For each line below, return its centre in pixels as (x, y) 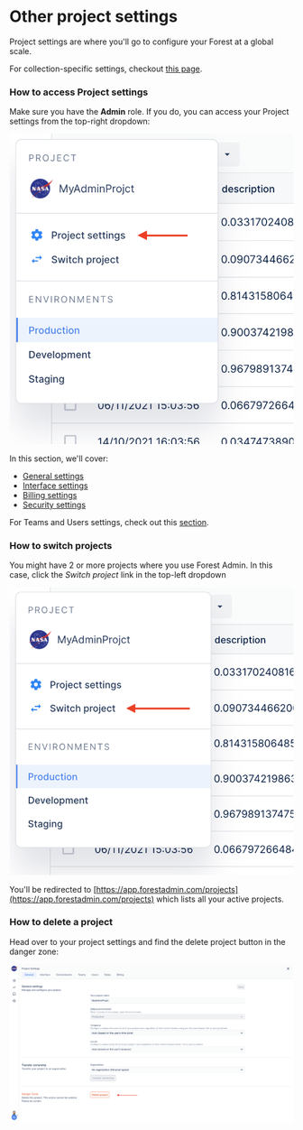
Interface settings (55, 486)
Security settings (54, 505)
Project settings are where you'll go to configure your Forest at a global (142, 42)
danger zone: (34, 951)
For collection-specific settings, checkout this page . (106, 69)
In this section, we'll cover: (59, 458)
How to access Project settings (79, 92)
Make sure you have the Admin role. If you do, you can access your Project (149, 112)
